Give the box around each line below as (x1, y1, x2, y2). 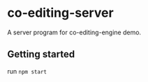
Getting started (7, 48, 75, 60)
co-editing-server (7, 5, 114, 21)
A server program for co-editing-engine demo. (7, 28, 142, 36)
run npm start (7, 67, 47, 75)
